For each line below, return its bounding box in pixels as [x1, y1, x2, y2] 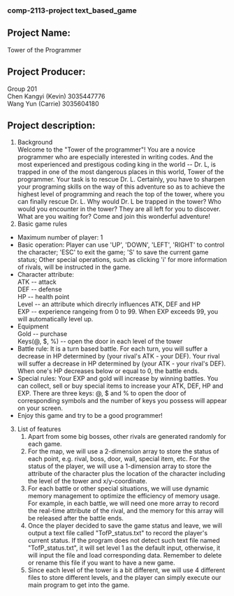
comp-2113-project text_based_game [7, 6, 138, 15]
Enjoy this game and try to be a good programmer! [17, 412, 163, 420]
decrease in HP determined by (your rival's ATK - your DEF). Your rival [17, 352, 220, 361]
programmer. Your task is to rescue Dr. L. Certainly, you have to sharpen [17, 175, 226, 184]
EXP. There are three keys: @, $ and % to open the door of [17, 389, 187, 398]
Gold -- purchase [17, 330, 68, 338]
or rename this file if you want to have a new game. [27, 558, 176, 567]
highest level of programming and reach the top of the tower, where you [17, 190, 225, 198]
